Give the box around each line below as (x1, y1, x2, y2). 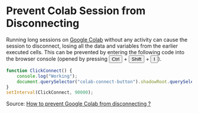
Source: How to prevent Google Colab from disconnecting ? (6, 100, 151, 107)
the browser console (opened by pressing (6, 55, 108, 62)
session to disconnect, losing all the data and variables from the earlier (6, 42, 178, 49)
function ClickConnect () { (6, 68, 72, 74)
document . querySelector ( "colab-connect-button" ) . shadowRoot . (16, 78, 170, 85)
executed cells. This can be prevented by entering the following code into (6, 48, 184, 55)
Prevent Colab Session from (6, 4, 146, 18)
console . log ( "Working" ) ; (16, 73, 78, 79)
